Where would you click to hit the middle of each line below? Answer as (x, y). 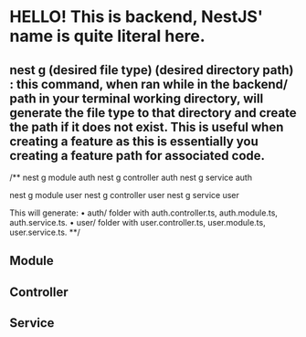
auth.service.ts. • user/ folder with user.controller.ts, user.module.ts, (138, 222)
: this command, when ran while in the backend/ (149, 84)
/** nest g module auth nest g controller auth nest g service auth (131, 177)
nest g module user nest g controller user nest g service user (124, 195)
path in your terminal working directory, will (137, 98)
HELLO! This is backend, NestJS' (136, 17)
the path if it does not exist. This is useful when (147, 126)
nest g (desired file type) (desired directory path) (152, 70)
